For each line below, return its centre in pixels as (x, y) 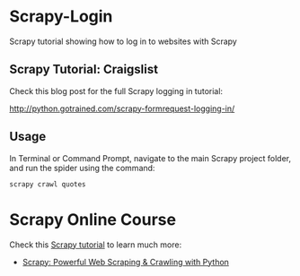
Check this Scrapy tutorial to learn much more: (96, 245)
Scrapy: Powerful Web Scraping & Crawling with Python (125, 262)
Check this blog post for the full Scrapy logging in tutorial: (116, 91)
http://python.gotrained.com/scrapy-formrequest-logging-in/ (122, 108)
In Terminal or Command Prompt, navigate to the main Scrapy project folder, (150, 158)
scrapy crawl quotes (48, 184)
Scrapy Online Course (93, 219)
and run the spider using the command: (82, 168)
